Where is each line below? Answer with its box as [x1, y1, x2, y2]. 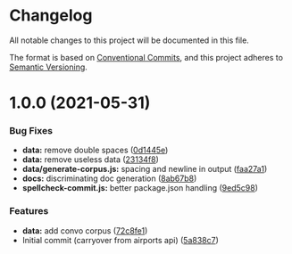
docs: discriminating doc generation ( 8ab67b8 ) [21, 173, 197, 184]
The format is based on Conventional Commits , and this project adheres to [9, 52, 284, 62]
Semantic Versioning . [9, 61, 88, 72]
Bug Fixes [9, 125, 54, 137]
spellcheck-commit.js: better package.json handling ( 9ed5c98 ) [21, 183, 259, 193]
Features [9, 205, 49, 217]
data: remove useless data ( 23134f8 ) [21, 154, 159, 165]
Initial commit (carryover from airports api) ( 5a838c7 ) [21, 234, 219, 245]
